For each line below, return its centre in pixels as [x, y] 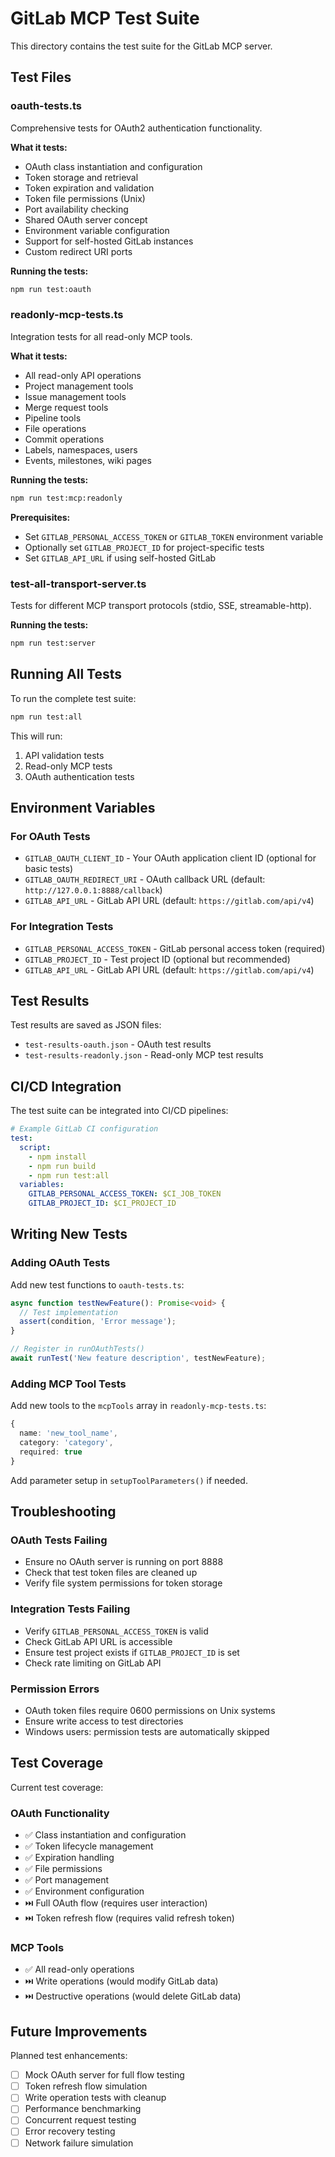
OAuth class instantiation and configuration [113, 166]
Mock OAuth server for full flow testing [104, 2075]
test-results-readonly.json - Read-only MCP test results [144, 1055]
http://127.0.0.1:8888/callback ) [93, 890]
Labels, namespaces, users [81, 449]
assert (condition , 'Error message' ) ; [98, 1322]
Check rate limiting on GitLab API [93, 1663]
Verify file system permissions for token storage [123, 1583]
